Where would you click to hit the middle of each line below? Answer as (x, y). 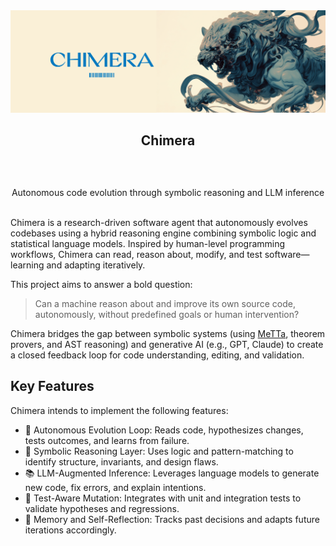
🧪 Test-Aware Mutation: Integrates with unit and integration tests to (163, 498)
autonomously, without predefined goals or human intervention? (167, 314)
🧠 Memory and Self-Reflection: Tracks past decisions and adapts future (172, 519)
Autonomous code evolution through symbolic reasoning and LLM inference (168, 192)
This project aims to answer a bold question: (101, 284)
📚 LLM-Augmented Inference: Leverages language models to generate (172, 473)
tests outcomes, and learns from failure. (107, 440)
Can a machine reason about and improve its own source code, (165, 303)
